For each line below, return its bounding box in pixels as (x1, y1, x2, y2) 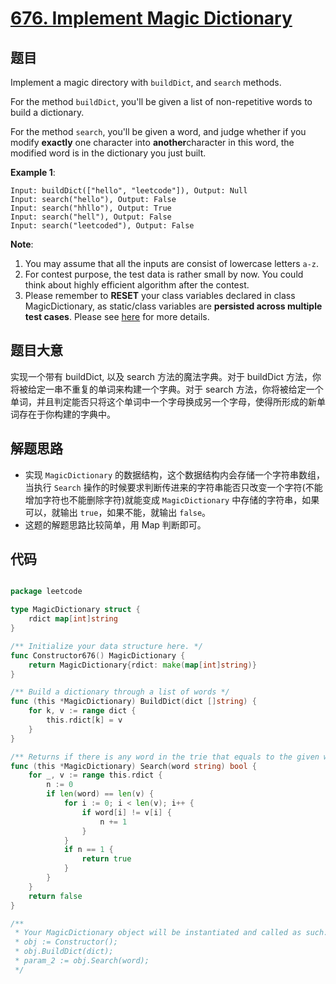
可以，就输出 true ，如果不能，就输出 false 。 (24, 506, 212, 518)
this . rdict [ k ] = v (46, 715, 123, 726)
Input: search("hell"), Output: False (10, 212, 172, 222)
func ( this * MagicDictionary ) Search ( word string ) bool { (10, 761, 257, 771)
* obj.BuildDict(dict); (14, 947, 114, 957)
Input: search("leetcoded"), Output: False (10, 221, 195, 231)
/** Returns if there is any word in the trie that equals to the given (10, 752, 320, 762)
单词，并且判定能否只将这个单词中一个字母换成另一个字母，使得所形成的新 (10, 395, 317, 407)
